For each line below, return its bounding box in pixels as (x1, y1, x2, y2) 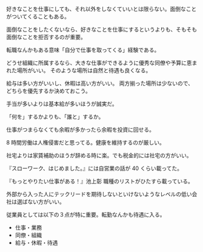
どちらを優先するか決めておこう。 (6, 87, 91, 94)
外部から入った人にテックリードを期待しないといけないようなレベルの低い (6, 191, 192, 197)
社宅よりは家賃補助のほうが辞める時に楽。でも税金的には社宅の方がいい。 (6, 152, 192, 159)
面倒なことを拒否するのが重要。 (6, 33, 86, 41)
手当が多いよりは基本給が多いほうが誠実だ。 (6, 100, 118, 107)
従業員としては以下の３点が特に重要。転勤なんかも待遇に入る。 (6, 211, 165, 218)
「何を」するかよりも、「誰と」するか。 (6, 113, 104, 120)
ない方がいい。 (27, 198, 65, 205)
